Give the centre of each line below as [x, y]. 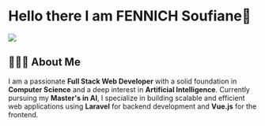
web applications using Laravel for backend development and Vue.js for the [132, 106]
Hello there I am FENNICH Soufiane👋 [130, 16]
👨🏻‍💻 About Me [44, 62]
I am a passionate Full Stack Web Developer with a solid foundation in [123, 81]
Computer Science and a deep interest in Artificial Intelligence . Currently [129, 89]
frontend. [23, 114]
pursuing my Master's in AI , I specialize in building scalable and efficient [127, 98]
